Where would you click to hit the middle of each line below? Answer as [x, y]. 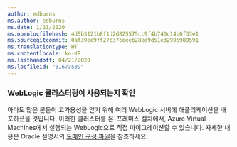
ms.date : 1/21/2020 [36, 27]
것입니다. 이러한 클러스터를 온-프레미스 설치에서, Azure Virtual [119, 119]
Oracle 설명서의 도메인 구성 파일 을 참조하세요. [84, 136]
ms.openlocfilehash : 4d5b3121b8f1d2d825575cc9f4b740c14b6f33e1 [103, 34]
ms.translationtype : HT [43, 47]
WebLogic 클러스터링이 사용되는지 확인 [72, 93]
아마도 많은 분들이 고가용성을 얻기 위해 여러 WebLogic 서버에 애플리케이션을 [113, 109]
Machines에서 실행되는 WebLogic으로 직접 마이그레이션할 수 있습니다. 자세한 [115, 127]
